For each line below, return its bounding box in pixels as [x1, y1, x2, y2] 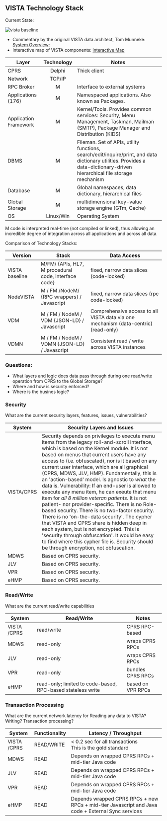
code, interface [40, 273, 77, 280]
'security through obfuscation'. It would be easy [42, 532, 154, 539]
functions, [77, 145, 101, 152]
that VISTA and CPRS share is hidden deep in [42, 519, 147, 526]
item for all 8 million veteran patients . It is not [42, 494, 147, 501]
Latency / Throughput [88, 730, 142, 737]
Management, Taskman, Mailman [77, 118, 154, 125]
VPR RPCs [126, 686, 151, 693]
